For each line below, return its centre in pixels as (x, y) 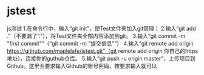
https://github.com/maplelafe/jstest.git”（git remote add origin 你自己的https (103, 51)
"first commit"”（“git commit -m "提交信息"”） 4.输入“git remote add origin (100, 43)
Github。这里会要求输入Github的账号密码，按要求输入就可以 (82, 66)
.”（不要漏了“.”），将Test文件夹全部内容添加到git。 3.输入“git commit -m (96, 36)
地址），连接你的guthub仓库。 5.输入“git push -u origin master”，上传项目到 (101, 58)
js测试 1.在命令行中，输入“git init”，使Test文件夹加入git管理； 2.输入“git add (101, 28)
